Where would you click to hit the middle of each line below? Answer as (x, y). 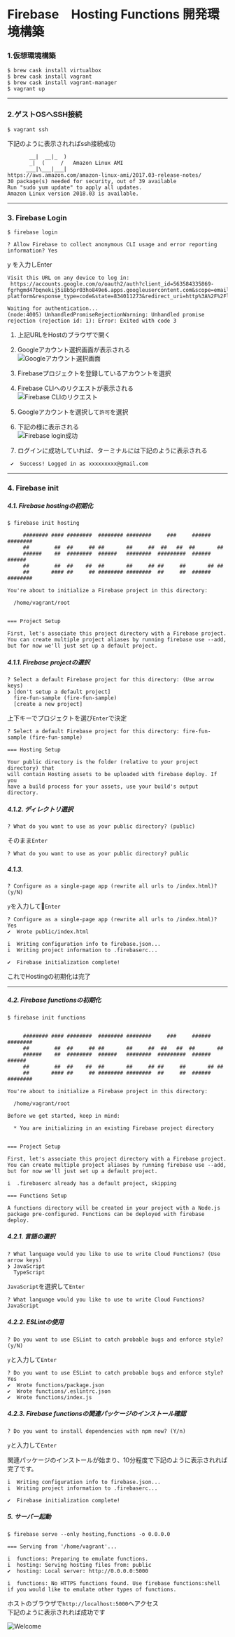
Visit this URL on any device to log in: (69, 278)
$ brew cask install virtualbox (54, 71)
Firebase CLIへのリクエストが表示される (76, 388)
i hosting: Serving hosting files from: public (79, 1565)
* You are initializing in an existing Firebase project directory (114, 1128)
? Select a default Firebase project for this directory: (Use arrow (111, 679)
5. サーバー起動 (29, 1517)
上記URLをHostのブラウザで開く (64, 335)
